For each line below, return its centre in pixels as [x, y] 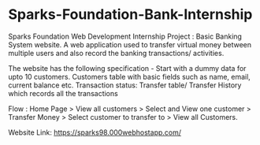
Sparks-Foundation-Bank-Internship [130, 15]
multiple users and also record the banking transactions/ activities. [116, 53]
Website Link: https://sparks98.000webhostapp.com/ [95, 132]
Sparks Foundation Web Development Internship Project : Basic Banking [125, 36]
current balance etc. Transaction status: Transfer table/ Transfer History [125, 85]
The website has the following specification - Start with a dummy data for [127, 68]
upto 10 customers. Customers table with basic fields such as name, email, [129, 76]
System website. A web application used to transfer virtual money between [130, 44]
